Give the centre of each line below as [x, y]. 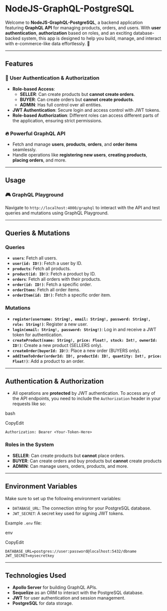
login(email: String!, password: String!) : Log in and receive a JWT [84, 329]
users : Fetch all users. [35, 258]
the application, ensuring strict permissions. [57, 120]
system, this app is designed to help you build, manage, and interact [91, 38]
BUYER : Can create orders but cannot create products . [77, 99]
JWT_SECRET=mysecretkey [30, 556]
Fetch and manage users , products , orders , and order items [75, 144]
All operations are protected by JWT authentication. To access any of [84, 393]
